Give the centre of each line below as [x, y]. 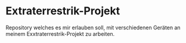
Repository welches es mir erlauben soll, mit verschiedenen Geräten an [93, 27]
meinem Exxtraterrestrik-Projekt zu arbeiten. [60, 33]
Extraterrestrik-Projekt [63, 11]
